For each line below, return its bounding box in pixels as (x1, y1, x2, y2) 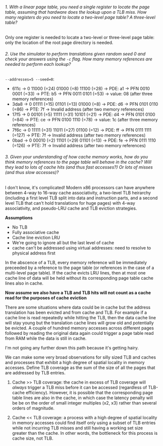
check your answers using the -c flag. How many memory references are (5, 56, 152, 62)
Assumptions (5, 214, 33, 220)
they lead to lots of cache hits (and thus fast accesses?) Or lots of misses (5, 164, 153, 170)
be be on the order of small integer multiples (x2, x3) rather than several (12, 400, 157, 406)
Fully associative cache (12, 229, 59, 235)
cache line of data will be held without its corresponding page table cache (5, 275, 154, 281)
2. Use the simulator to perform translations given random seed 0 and (5, 51, 146, 57)
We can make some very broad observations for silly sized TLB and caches (5, 354, 156, 360)
